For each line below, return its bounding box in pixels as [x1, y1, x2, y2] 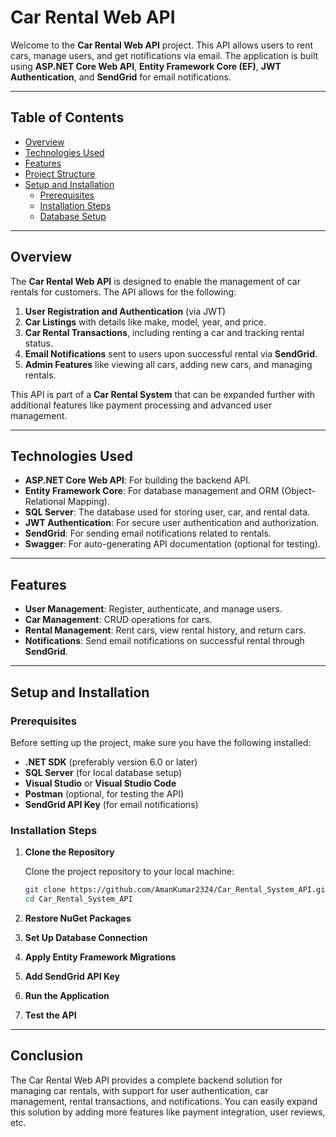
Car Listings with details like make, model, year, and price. [24, 316, 267, 328]
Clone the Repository [24, 846, 115, 858]
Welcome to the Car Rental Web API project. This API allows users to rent [10, 39, 314, 51]
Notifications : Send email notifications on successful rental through [24, 635, 305, 647]
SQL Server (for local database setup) [24, 766, 183, 778]
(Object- [281, 485, 317, 497]
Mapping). [67, 496, 110, 508]
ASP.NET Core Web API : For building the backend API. [24, 474, 251, 486]
